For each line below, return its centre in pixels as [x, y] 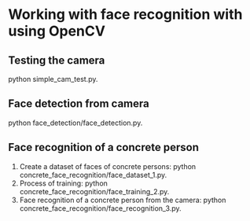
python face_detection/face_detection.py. [75, 123]
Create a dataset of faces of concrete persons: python [108, 166]
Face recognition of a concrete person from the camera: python [123, 200]
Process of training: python [64, 183]
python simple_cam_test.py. [53, 79]
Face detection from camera [79, 104]
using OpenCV [57, 31]
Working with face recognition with [125, 15]
